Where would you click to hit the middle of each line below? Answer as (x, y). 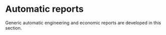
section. (14, 28)
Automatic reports (45, 9)
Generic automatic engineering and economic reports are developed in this (83, 23)
